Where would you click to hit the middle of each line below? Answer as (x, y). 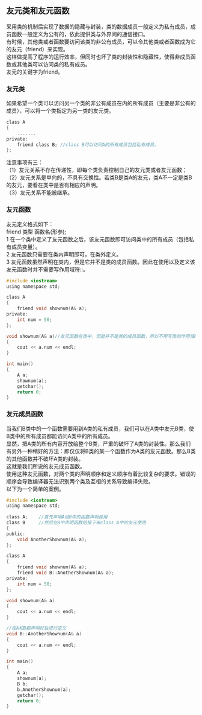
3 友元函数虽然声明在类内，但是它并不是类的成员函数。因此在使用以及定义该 (101, 262)
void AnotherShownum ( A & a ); (52, 539)
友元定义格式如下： (30, 224)
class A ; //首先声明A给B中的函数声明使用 (57, 517)
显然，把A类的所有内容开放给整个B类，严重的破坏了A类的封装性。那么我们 (99, 443)
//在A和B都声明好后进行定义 (36, 628)
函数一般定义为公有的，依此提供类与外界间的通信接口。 (80, 34)
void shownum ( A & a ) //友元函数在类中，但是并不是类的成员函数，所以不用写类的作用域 (100, 336)
